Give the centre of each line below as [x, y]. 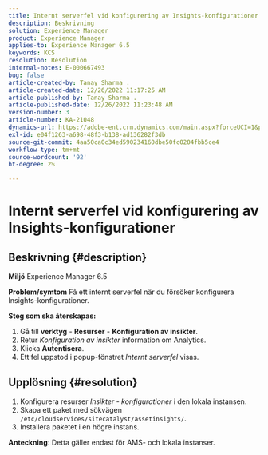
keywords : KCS [32, 53]
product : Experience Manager [57, 38]
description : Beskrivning [51, 23]
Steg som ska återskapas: [52, 316]
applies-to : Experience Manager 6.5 [69, 46]
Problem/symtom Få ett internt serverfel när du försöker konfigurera [121, 292]
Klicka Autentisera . [52, 349]
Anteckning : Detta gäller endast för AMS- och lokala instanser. [112, 442]
